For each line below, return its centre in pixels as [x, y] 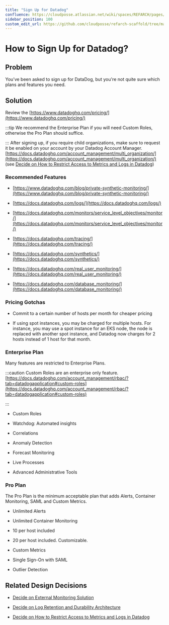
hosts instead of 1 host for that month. [52, 339]
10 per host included [34, 530]
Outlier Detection [30, 570]
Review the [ [18, 113]
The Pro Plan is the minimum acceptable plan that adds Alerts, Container [80, 496]
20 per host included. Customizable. [50, 541]
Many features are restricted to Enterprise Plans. [56, 363]
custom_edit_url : [23, 24]
